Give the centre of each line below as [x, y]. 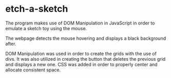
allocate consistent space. [33, 70]
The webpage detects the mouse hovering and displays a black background [85, 38]
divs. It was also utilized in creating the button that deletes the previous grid [85, 59]
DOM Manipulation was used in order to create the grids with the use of [81, 54]
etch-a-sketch [37, 9]
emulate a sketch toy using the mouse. [46, 28]
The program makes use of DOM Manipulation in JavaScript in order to [80, 23]
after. [11, 43]
